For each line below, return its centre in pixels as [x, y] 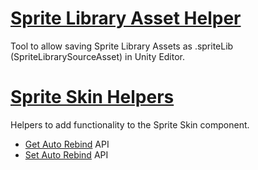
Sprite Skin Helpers [92, 97]
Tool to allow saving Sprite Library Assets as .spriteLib [122, 46]
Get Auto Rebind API [67, 144]
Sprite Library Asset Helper [126, 18]
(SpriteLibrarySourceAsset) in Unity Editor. [98, 56]
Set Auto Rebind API [66, 154]
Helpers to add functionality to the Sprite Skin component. [130, 124]
